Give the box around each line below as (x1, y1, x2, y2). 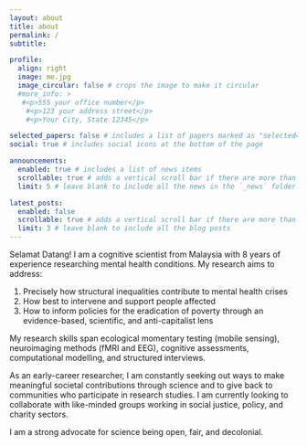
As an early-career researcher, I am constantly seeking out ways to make (9, 370, 285, 380)
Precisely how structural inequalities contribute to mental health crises (22, 286, 288, 297)
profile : (9, 56, 43, 65)
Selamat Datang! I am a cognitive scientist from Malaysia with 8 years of (9, 249, 281, 260)
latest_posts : (9, 198, 64, 207)
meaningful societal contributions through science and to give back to (9, 380, 273, 390)
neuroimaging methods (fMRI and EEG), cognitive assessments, (9, 343, 249, 353)
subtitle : (9, 38, 48, 48)
